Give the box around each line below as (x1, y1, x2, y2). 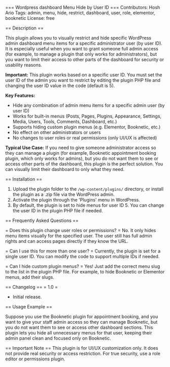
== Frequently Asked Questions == (5, 217, 79, 223)
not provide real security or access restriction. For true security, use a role (5, 351, 161, 356)
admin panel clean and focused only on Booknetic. (5, 335, 112, 341)
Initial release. (12, 294, 42, 300)
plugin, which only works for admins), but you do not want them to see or (5, 155, 159, 161)
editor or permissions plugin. (5, 356, 65, 362)
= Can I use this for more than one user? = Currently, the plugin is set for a (5, 248, 161, 254)
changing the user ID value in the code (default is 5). (5, 82, 115, 89)
